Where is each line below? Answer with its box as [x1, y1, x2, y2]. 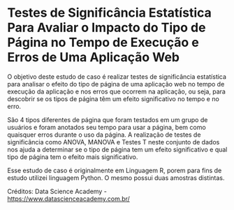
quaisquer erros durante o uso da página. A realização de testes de [7, 130, 201, 139]
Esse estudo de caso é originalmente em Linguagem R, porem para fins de [7, 166, 222, 174]
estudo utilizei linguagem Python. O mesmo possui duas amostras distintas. [7, 173, 225, 182]
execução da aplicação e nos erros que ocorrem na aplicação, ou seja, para [7, 87, 226, 96]
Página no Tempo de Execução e [7, 35, 199, 50]
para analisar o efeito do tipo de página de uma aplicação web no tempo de [7, 80, 225, 88]
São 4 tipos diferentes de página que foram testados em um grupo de [7, 115, 208, 123]
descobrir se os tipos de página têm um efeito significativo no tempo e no [7, 94, 220, 103]
